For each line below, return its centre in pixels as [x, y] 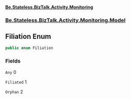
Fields [13, 61]
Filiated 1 [16, 82]
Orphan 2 [14, 91]
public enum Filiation [29, 48]
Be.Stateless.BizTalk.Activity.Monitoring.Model [65, 20]
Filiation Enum [28, 36]
